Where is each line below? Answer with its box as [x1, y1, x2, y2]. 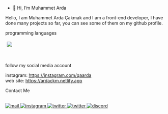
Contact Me [5, 88, 30, 94]
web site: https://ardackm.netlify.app [5, 78, 82, 83]
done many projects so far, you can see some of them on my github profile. [5, 20, 163, 26]
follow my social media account [5, 63, 72, 68]
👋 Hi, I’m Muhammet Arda [12, 5, 67, 11]
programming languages [5, 30, 57, 36]
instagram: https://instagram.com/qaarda [5, 72, 92, 78]
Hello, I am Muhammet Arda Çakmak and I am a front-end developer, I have [5, 15, 163, 20]
